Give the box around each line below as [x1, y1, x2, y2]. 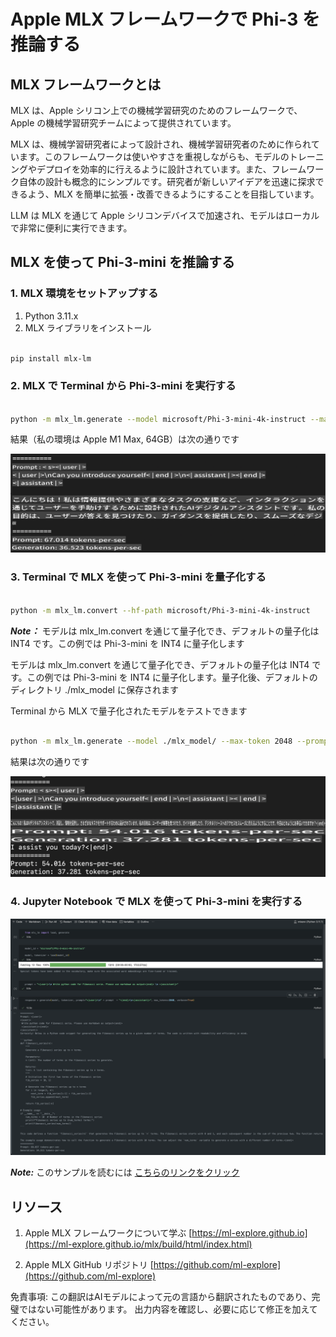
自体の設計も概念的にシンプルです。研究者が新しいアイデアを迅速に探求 [18, 176, 316, 187]
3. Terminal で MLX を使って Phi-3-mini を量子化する [10, 570, 267, 584]
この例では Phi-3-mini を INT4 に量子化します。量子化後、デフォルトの [26, 671, 318, 683]
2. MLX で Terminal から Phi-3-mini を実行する [10, 379, 237, 393]
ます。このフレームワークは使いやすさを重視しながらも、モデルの [18, 151, 290, 162]
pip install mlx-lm [10, 353, 92, 364]
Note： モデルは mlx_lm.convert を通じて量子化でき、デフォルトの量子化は [10, 625, 320, 637]
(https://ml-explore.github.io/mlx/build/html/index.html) [24, 1238, 253, 1250]
